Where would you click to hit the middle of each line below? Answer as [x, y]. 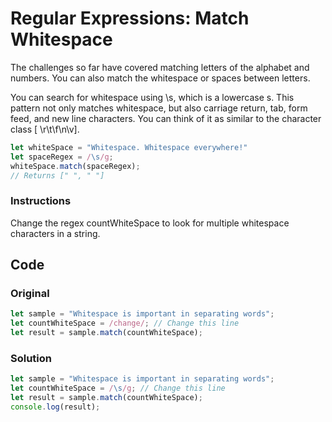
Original [30, 294]
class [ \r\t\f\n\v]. [45, 129]
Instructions [41, 201]
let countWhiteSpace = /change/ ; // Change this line [125, 323]
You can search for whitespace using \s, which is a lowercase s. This [152, 97]
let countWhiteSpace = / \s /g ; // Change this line [118, 388]
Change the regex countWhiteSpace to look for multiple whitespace [150, 223]
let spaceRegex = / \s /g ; [62, 157]
